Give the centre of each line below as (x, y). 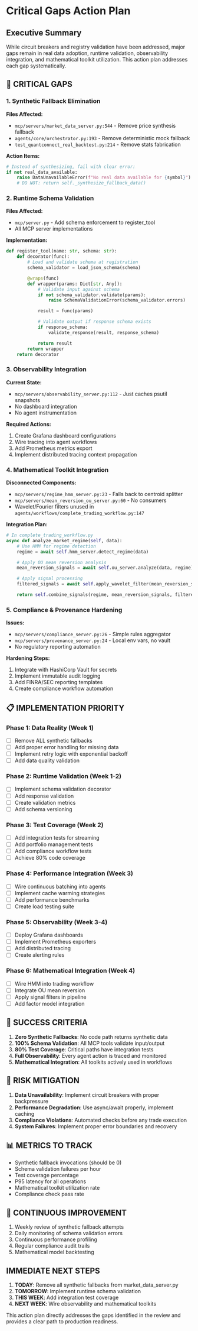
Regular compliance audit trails (52, 1246)
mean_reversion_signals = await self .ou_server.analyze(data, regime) (105, 568)
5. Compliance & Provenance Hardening (64, 610)
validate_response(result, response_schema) (104, 332)
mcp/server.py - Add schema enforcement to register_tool (85, 222)
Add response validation (44, 796)
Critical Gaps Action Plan (68, 11)
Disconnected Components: (41, 482)
